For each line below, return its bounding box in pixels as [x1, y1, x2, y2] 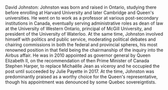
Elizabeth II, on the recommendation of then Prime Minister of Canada [5, 58, 149, 63]
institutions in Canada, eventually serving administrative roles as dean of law [5, 20, 163, 26]
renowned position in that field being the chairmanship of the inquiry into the [5, 47, 163, 53]
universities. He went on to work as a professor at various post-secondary [5, 15, 159, 21]
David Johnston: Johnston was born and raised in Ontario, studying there [5, 5, 157, 10]
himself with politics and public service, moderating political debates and [5, 36, 156, 42]
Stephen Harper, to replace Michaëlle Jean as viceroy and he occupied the [5, 63, 160, 69]
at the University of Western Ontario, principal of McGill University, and [5, 26, 152, 32]
